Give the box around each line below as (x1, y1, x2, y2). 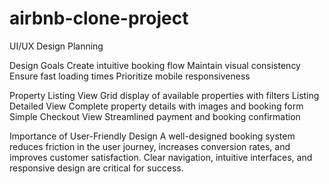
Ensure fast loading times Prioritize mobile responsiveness (9, 70, 251, 82)
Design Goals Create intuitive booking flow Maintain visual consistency (9, 59, 301, 71)
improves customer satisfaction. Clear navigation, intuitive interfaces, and (9, 151, 313, 163)
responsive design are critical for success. (9, 162, 184, 174)
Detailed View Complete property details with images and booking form (9, 100, 304, 112)
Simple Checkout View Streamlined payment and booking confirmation (9, 110, 301, 122)
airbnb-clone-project (9, 7, 189, 30)
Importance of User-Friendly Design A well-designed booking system (9, 130, 296, 142)
